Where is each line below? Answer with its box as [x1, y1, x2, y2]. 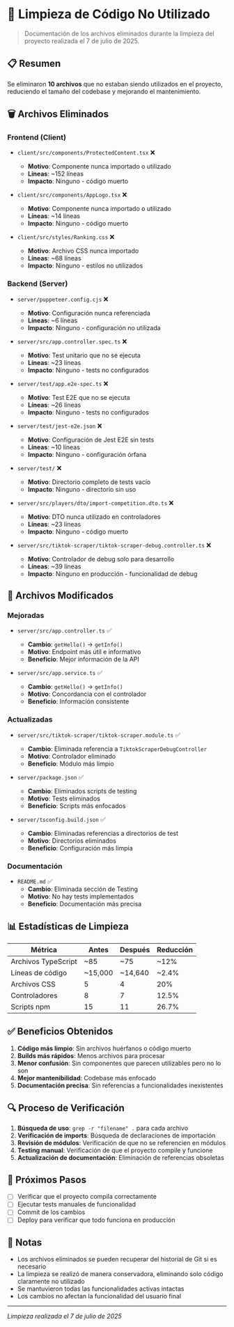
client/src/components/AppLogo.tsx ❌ [17, 191, 127, 199]
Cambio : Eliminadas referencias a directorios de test [27, 829, 179, 837]
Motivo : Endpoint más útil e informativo [27, 648, 141, 656]
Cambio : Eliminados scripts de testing [27, 786, 137, 795]
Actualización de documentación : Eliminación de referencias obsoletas [17, 1154, 224, 1162]
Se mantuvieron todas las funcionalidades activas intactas [17, 1285, 185, 1293]
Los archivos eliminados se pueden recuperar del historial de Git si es [17, 1255, 217, 1264]
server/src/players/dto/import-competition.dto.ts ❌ [17, 498, 174, 507]
